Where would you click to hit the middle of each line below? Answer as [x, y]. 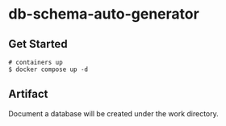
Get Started [38, 44]
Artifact [28, 94]
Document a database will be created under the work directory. [114, 113]
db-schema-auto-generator [104, 14]
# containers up [36, 62]
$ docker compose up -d [48, 69]
